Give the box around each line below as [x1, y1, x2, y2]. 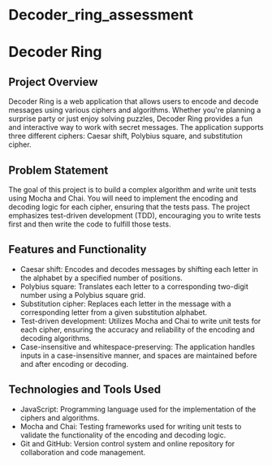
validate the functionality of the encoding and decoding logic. [19, 430, 227, 440]
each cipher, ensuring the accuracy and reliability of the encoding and [19, 325, 256, 334]
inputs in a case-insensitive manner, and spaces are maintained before [19, 351, 257, 360]
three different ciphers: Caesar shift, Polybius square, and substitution [8, 131, 243, 141]
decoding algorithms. [19, 333, 92, 342]
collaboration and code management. [19, 447, 146, 457]
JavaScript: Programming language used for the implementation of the [19, 404, 257, 414]
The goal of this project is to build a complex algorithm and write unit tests [8, 185, 257, 194]
